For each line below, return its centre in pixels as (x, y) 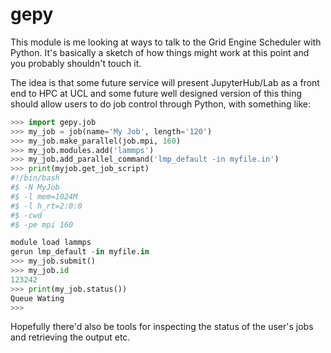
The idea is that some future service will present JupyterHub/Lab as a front (165, 82)
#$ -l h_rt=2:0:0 (46, 206)
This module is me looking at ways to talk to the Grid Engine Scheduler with (166, 42)
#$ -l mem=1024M (44, 196)
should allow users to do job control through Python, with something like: (160, 104)
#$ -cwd (26, 215)
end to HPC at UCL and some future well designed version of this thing (156, 93)
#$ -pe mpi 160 (42, 224)
